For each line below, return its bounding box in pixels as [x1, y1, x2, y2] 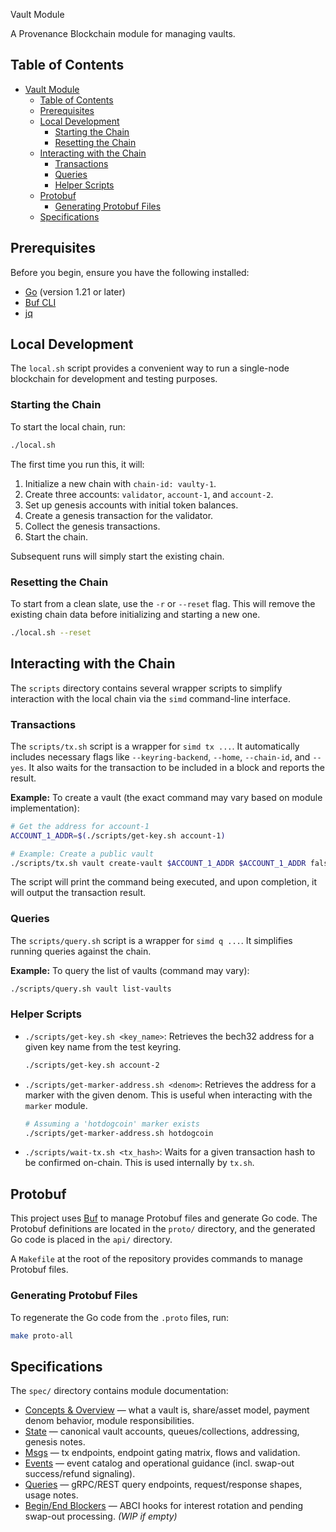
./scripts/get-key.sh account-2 [24, 1060, 160, 1070]
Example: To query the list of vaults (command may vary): [10, 964, 250, 976]
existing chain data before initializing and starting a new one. [10, 608, 261, 620]
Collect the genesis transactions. [24, 520, 161, 532]
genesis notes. [24, 1436, 86, 1448]
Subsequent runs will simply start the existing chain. [10, 550, 225, 562]
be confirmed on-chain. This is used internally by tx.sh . [24, 1157, 255, 1169]
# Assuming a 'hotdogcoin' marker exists [24, 1119, 200, 1129]
